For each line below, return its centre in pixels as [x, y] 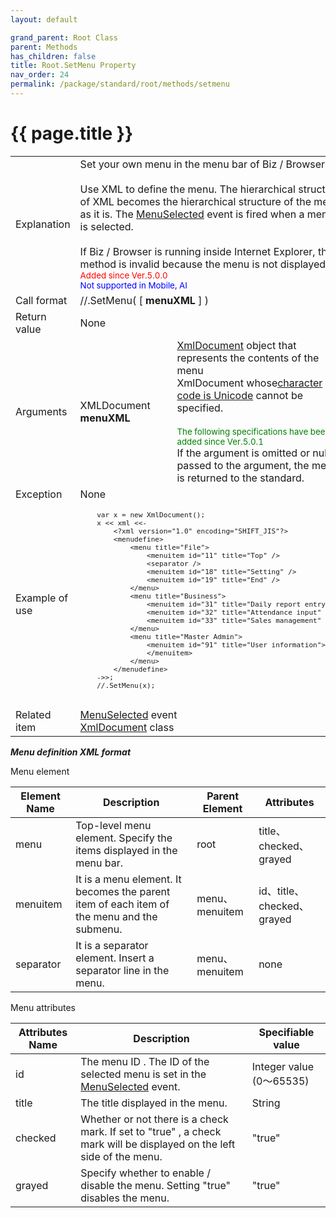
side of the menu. [121, 1156]
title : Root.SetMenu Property [73, 66]
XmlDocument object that [236, 345]
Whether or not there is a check [154, 1119]
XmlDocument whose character [249, 383]
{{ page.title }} [72, 133]
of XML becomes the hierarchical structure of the [195, 201]
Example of [42, 598]
